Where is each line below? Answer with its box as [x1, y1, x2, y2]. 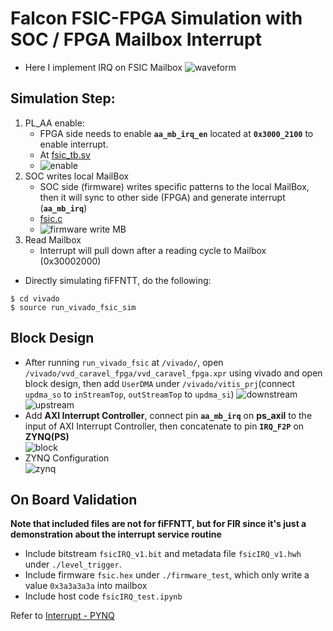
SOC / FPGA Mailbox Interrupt [10, 28, 262, 51]
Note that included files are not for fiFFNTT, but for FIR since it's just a [10, 518, 307, 530]
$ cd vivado [10, 293, 60, 304]
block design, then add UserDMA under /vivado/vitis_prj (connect [24, 377, 296, 389]
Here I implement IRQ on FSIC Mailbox [24, 61, 183, 73]
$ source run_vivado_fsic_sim [10, 302, 137, 312]
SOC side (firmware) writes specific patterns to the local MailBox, [39, 180, 310, 192]
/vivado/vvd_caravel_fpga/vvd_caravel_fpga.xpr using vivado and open [24, 367, 323, 379]
